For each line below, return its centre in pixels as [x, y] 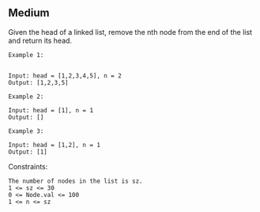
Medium [29, 13]
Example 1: [26, 55]
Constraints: [28, 166]
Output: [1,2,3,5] [38, 82]
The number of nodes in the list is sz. [76, 181]
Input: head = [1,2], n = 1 [55, 145]
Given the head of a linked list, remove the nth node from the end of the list [130, 32]
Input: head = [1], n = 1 [51, 110]
